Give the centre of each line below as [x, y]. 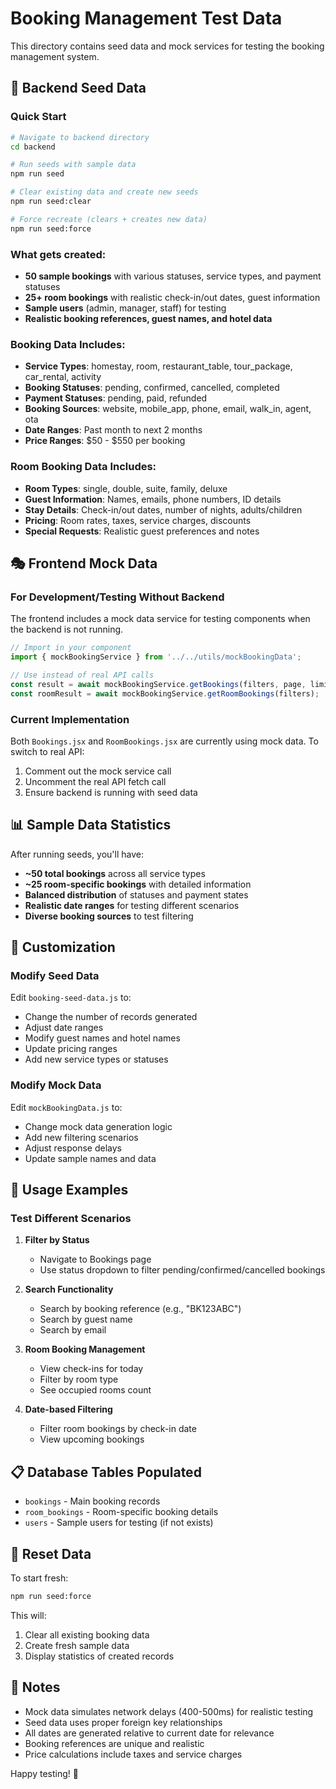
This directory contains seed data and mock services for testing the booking [167, 46]
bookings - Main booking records [92, 1501]
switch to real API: [47, 751]
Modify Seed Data [55, 975]
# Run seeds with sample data [73, 165]
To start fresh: [39, 1578]
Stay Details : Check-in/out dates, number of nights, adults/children [163, 509]
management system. [55, 56]
